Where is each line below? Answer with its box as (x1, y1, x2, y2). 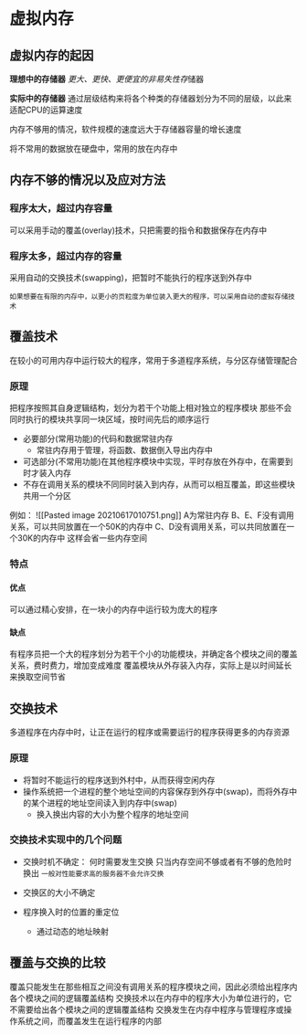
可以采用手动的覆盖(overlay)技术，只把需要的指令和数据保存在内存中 (9, 225, 268, 236)
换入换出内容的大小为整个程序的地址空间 (36, 808, 189, 819)
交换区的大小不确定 (22, 887, 96, 898)
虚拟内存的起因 (9, 48, 94, 63)
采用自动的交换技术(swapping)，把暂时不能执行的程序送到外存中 (9, 271, 253, 283)
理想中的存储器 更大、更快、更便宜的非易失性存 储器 (9, 74, 204, 84)
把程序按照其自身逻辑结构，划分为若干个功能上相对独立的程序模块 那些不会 (9, 403, 292, 414)
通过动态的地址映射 (36, 925, 110, 936)
